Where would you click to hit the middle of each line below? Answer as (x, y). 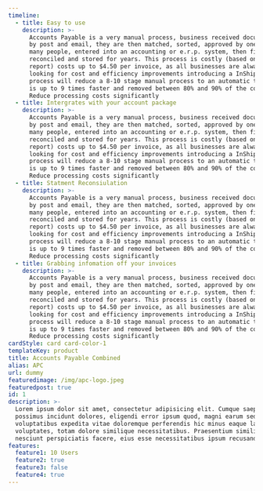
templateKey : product (43, 351)
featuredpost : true (40, 387)
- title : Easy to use (50, 23)
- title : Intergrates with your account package (96, 103)
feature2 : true (40, 460)
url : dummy (26, 373)
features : (24, 446)
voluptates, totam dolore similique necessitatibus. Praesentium (124, 431)
